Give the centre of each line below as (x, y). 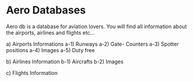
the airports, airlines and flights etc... (50, 32)
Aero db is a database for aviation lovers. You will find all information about (97, 26)
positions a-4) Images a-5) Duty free (50, 50)
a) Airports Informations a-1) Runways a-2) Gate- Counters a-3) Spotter (92, 44)
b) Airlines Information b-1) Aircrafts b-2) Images (65, 61)
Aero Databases (46, 10)
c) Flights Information (32, 73)
